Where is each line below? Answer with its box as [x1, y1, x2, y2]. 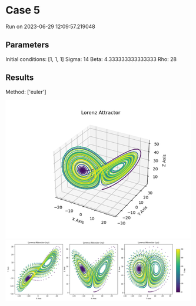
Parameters [5, 40, 49, 50]
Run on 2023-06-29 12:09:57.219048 [5, 23, 95, 30]
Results [5, 73, 34, 83]
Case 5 [5, 4, 41, 17]
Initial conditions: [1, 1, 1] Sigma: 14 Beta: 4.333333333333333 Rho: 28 [5, 55, 177, 62]
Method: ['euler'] [5, 88, 46, 95]
